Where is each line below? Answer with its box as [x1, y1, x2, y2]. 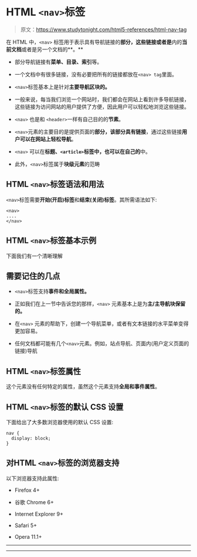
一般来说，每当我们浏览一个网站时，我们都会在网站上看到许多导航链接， [14, 95, 189, 103]
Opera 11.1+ [14, 533, 42, 540]
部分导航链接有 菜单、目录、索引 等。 [14, 58, 103, 65]
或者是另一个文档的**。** [21, 45, 84, 53]
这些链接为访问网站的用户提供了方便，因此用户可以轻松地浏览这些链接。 [14, 103, 189, 110]
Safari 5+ [14, 522, 37, 529]
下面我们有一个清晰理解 [6, 252, 63, 259]
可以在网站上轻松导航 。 [19, 135, 77, 142]
